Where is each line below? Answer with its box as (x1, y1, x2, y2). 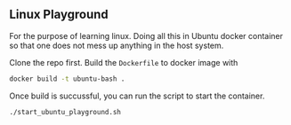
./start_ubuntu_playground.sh (9, 107, 122, 116)
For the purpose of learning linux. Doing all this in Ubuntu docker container (9, 30, 283, 41)
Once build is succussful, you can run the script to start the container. (9, 90, 265, 101)
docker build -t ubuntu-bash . (9, 74, 125, 83)
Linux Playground (9, 7, 109, 22)
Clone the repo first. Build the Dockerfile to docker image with (9, 57, 238, 67)
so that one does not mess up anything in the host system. (9, 40, 224, 51)
